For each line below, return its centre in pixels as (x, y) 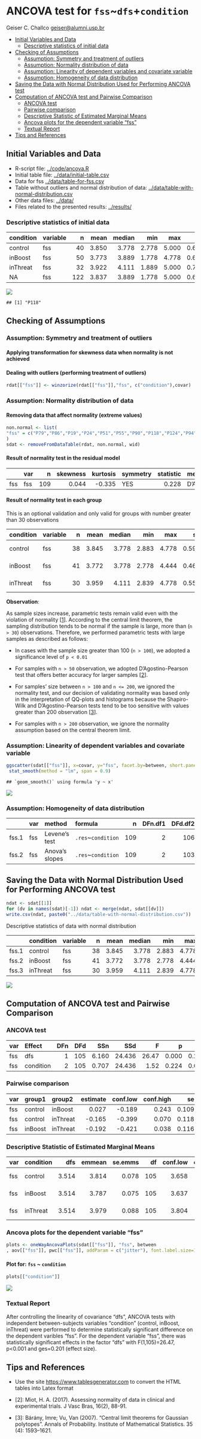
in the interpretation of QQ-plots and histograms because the (90, 699)
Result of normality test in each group (54, 500)
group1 (35, 1099)
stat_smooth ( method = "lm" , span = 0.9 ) (60, 771)
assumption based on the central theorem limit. (73, 730)
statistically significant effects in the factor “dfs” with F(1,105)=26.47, (91, 1342)
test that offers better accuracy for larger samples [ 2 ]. (81, 675)
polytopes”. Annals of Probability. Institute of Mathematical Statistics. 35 (104, 1424)
